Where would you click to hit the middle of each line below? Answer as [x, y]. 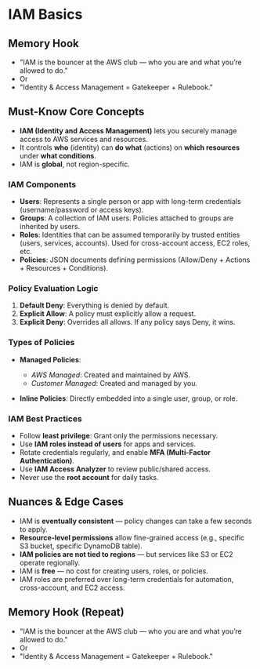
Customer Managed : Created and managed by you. [114, 383]
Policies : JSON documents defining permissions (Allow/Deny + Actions [135, 260]
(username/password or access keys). [81, 210]
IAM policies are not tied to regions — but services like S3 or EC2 [126, 554]
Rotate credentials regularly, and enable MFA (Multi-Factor [115, 452]
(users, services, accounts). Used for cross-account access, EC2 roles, [135, 243]
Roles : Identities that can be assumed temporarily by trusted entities [130, 235]
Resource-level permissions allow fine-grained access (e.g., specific [132, 537]
